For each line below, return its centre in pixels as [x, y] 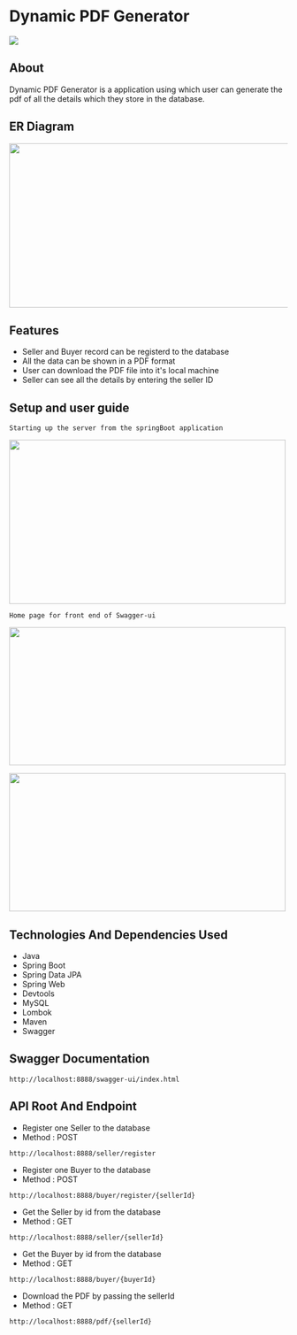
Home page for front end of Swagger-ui [83, 616]
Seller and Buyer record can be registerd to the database [126, 352]
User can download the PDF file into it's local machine [120, 371]
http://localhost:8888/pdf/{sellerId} [80, 1321]
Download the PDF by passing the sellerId [98, 1296]
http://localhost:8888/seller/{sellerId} [87, 1237]
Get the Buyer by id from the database [91, 1254]
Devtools [38, 994]
